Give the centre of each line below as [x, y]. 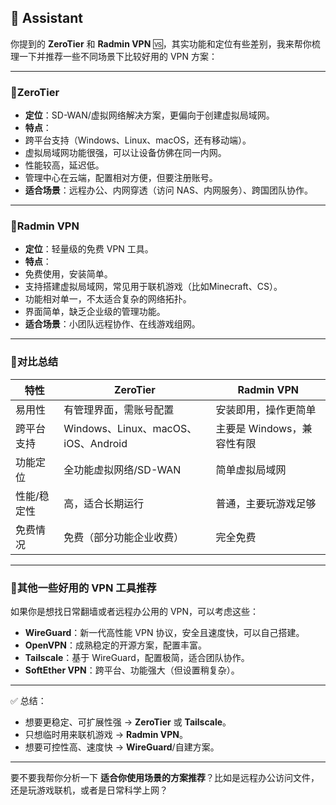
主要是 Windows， [259, 428]
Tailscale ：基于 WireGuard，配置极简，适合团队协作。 [137, 657]
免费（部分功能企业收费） [124, 537]
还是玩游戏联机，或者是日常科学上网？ [89, 790]
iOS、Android [95, 443]
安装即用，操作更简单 [266, 409]
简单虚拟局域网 [251, 469]
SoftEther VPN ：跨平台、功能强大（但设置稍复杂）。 [132, 670]
